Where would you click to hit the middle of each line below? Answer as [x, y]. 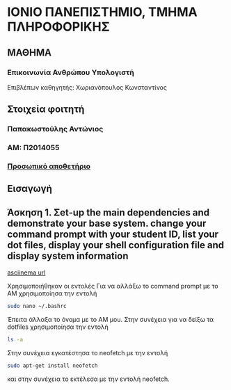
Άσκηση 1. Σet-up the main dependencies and [109, 212]
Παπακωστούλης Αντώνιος [55, 129]
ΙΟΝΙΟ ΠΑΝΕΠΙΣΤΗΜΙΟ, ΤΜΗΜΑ [102, 12]
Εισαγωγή [30, 189]
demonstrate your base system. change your [107, 223]
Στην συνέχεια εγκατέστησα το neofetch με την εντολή [88, 352]
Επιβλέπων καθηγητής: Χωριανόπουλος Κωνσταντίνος [87, 87]
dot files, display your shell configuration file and [116, 245]
